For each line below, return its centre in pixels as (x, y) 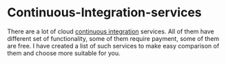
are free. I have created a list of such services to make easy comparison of (113, 46)
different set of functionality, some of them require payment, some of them (113, 38)
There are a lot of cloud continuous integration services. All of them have (111, 31)
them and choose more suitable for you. (64, 53)
